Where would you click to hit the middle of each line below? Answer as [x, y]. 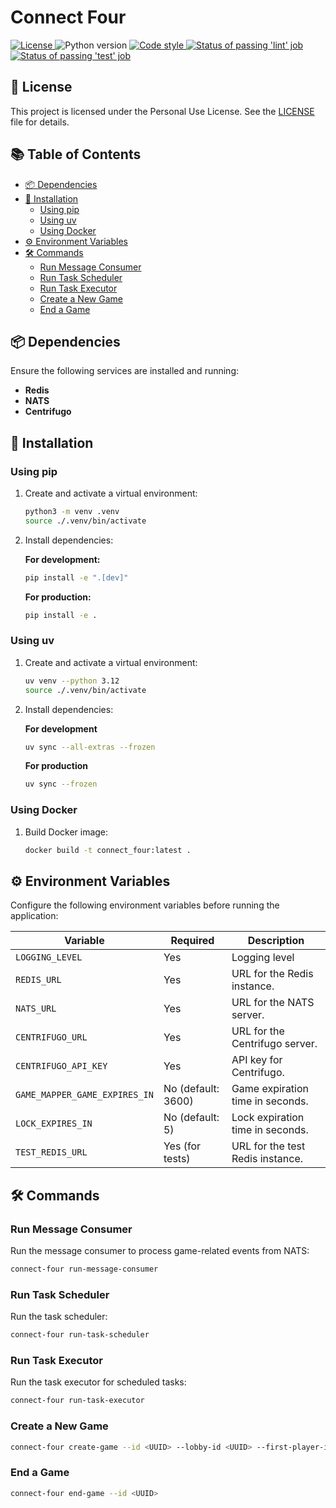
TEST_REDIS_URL [51, 1152]
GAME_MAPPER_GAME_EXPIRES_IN [84, 1095]
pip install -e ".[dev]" [76, 577]
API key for [257, 1060]
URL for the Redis [272, 974]
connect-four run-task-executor [77, 1401]
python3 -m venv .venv [72, 512]
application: [34, 916]
